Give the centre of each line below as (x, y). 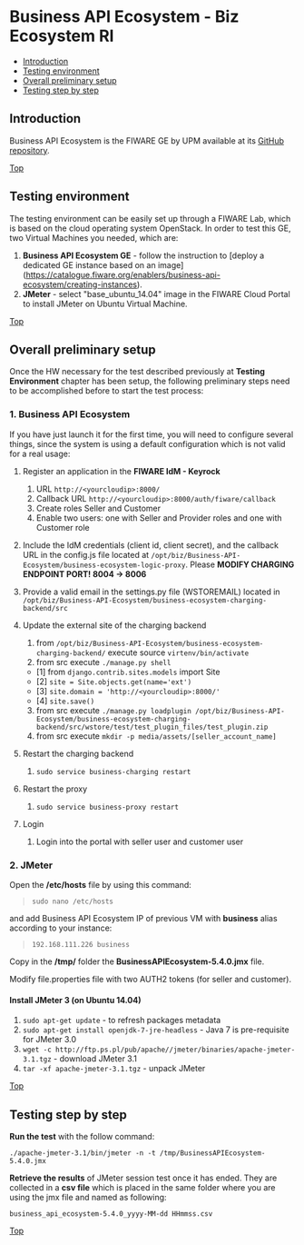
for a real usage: (40, 453)
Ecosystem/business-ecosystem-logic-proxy (104, 565)
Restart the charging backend (78, 753)
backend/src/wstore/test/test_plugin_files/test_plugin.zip (152, 727)
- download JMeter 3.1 (95, 1059)
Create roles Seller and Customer (98, 508)
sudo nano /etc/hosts (72, 901)
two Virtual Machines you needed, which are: (94, 237)
